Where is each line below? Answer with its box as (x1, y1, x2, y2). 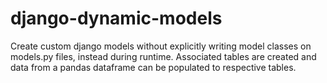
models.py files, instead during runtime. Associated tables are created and (10, 50, 317, 62)
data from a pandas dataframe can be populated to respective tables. (10, 61, 297, 73)
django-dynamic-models (10, 7, 223, 30)
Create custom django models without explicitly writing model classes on (10, 40, 312, 52)
